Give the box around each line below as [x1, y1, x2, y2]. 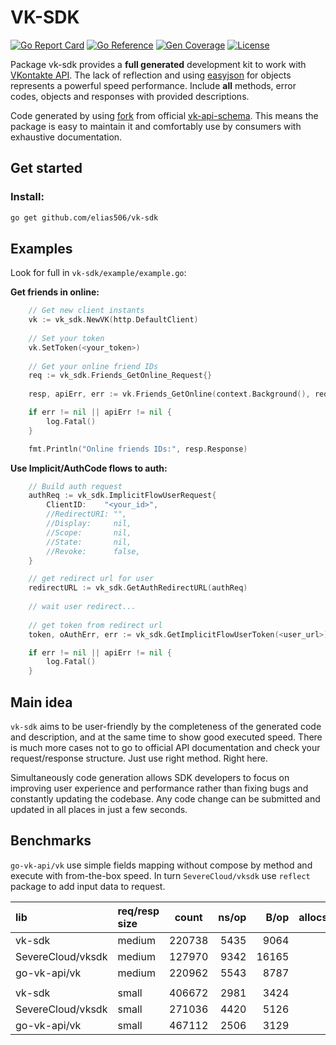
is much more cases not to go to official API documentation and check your [10, 742, 321, 753]
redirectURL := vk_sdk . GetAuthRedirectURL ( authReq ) [28, 583, 248, 593]
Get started [10, 160, 83, 177]
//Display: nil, [46, 519, 132, 529]
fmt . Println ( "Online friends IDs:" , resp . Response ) [28, 444, 248, 454]
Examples [10, 240, 73, 257]
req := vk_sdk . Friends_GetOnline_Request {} [28, 371, 213, 381]
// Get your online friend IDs [28, 361, 159, 371]
